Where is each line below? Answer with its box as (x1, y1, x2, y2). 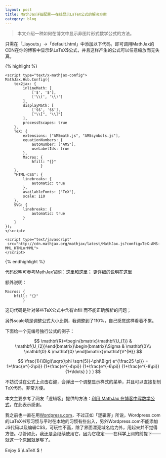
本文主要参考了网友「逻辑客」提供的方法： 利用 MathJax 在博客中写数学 (5, 396, 151, 402)
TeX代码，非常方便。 (5, 385, 48, 391)
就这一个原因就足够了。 (5, 437, 53, 443)
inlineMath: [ (23, 86, 52, 91)
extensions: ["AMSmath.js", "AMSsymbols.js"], (23, 133, 121, 138)
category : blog (5, 16, 37, 21)
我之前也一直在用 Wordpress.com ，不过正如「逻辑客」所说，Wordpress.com (5, 412, 161, 418)
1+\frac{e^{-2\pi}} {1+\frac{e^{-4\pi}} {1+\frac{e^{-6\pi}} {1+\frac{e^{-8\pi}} (6, 364, 160, 370)
